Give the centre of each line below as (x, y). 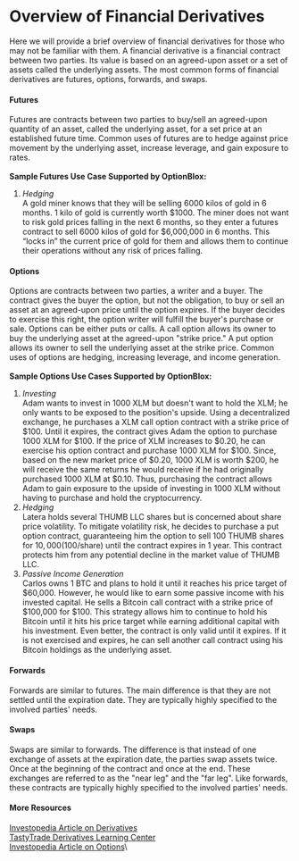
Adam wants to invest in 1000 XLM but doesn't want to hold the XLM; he (155, 403)
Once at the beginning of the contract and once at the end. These (130, 768)
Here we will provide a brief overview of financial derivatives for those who (147, 41)
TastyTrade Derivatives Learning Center (83, 837)
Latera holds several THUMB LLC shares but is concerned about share (152, 517)
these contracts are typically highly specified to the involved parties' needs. (149, 787)
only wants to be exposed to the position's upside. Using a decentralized (156, 413)
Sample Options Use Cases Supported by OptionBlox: (111, 376)
